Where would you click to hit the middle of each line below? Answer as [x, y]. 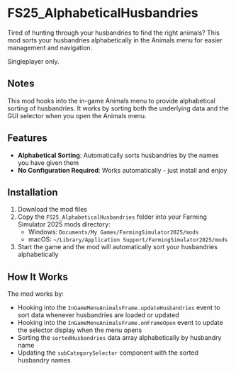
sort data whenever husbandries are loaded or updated [98, 315]
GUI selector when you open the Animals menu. [77, 115]
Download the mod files [52, 210]
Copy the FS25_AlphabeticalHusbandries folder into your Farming [112, 217]
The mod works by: [35, 294]
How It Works [38, 276]
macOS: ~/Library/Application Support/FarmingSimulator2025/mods [128, 239]
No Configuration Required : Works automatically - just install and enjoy [122, 170]
